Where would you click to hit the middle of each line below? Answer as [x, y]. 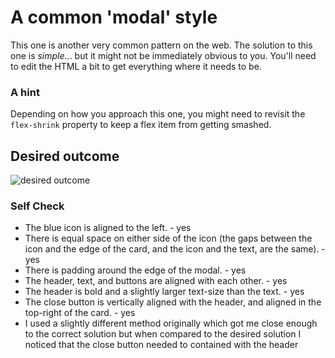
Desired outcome [65, 156]
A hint [25, 92]
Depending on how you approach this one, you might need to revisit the [158, 114]
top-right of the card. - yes [80, 313]
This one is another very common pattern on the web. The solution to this [161, 45]
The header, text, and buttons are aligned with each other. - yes [156, 281]
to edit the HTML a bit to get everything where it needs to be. [136, 66]
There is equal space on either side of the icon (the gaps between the [168, 238]
